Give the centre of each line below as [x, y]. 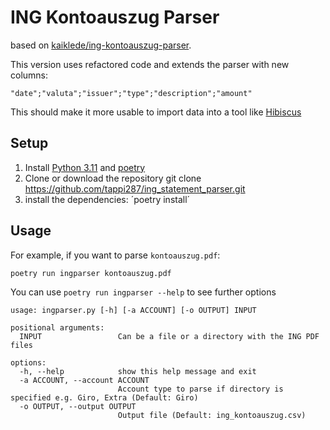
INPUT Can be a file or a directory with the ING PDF [169, 336]
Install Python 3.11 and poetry [85, 167]
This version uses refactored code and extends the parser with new [150, 64]
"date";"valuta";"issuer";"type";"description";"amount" [131, 93]
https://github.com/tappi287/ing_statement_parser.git [135, 188]
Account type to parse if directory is [200, 389]
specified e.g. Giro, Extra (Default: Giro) [104, 397]
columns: [29, 75]
